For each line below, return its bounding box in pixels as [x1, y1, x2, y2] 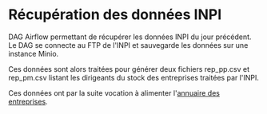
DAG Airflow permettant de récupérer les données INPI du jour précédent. [8, 32, 252, 41]
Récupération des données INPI [8, 6, 222, 24]
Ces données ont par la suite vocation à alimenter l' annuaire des [8, 88, 220, 97]
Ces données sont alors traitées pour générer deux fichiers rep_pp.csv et [8, 64, 250, 73]
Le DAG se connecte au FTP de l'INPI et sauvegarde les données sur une [8, 40, 249, 49]
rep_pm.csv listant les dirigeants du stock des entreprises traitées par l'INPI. [8, 73, 260, 82]
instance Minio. [8, 49, 59, 58]
